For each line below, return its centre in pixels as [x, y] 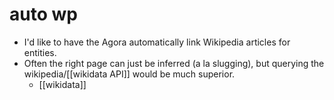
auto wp [43, 14]
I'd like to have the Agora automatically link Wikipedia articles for [157, 42]
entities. [40, 52]
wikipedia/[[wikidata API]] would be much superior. [129, 74]
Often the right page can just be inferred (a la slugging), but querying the [174, 63]
